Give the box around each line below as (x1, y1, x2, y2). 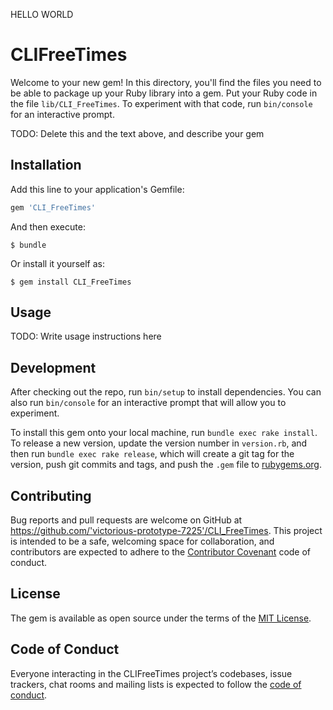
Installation (10, 157, 82, 174)
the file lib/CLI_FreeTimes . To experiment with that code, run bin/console (10, 97, 313, 109)
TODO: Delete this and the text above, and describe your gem (10, 127, 265, 139)
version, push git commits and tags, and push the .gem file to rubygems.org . (10, 459, 323, 471)
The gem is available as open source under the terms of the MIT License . (10, 612, 312, 624)
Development (10, 359, 97, 376)
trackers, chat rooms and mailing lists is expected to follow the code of (10, 678, 302, 690)
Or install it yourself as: (10, 257, 105, 269)
